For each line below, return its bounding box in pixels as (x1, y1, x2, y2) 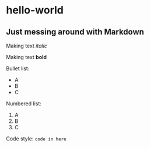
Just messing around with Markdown (6, 27, 144, 37)
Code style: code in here (6, 135, 67, 142)
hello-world (6, 4, 64, 17)
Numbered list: (6, 100, 42, 107)
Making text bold (6, 54, 47, 60)
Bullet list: (6, 65, 30, 72)
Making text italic (6, 42, 48, 49)
